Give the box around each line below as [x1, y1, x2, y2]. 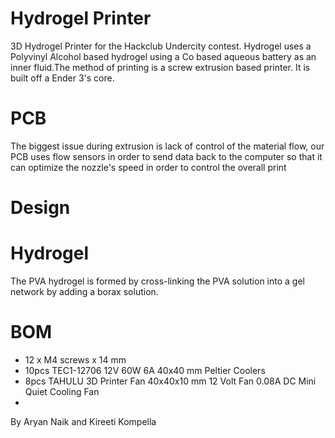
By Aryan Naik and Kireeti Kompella [10, 415, 157, 427]
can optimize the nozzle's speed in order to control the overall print [10, 161, 287, 173]
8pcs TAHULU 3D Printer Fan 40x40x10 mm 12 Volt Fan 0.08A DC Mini [24, 375, 317, 387]
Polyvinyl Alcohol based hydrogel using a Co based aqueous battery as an [10, 50, 317, 62]
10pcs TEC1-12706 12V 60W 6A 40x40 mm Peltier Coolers [24, 364, 266, 376]
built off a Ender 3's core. [10, 72, 115, 84]
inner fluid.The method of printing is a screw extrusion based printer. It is [10, 61, 311, 73]
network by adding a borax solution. [10, 286, 159, 297]
